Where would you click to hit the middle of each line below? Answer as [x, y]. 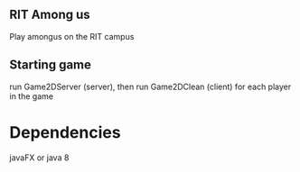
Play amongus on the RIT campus [72, 36]
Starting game [51, 65]
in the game [32, 96]
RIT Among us [50, 15]
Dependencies [65, 132]
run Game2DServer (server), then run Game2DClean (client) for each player [150, 86]
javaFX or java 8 [39, 158]
